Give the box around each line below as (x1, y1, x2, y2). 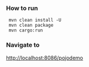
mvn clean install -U (8, 17, 61, 23)
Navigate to (6, 41, 40, 49)
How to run (6, 4, 38, 12)
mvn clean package (8, 22, 54, 29)
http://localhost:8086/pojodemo (6, 54, 84, 61)
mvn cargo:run (8, 27, 43, 33)
